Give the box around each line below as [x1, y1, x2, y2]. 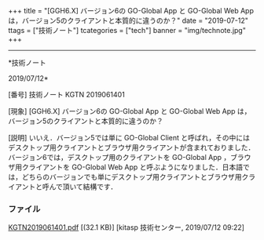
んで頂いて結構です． [49, 182, 118, 191]
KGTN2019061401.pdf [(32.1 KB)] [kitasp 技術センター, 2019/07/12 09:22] [8, 223, 245, 232]
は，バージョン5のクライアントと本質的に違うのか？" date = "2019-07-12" [8, 16, 249, 25]
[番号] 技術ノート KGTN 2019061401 [8, 90, 126, 99]
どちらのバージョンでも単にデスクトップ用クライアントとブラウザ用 [21, 173, 242, 181]
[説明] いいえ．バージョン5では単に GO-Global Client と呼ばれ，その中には [8, 133, 250, 142]
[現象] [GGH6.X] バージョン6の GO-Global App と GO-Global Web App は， [8, 107, 251, 115]
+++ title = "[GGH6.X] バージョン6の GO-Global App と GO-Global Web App [8, 6, 254, 15]
